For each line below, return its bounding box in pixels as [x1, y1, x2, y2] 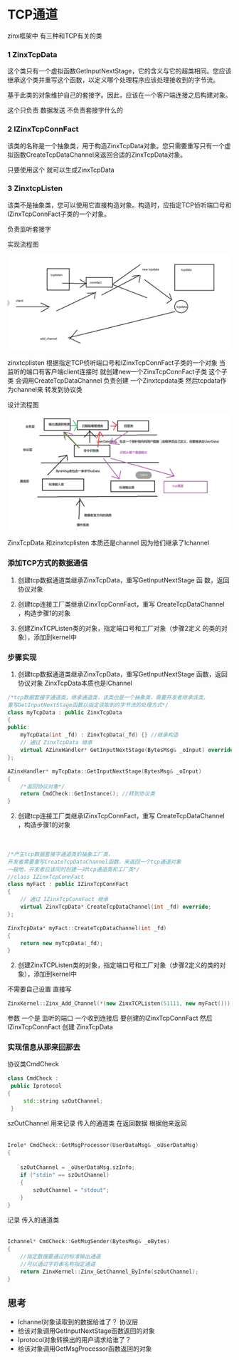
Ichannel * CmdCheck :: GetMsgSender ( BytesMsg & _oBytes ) [7, 1238, 171, 1245]
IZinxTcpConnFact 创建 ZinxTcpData [7, 1023, 114, 1031]
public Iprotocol [10, 1083, 62, 1090]
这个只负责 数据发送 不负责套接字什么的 [7, 106, 123, 115]
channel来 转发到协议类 [13, 386, 83, 394]
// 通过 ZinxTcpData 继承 [20, 739, 92, 746]
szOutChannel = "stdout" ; [33, 1186, 110, 1194]
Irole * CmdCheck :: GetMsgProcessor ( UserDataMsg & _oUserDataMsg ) [7, 1141, 199, 1148]
